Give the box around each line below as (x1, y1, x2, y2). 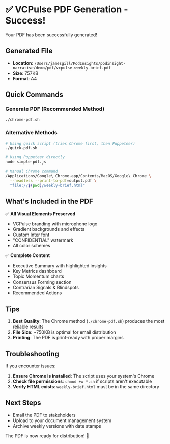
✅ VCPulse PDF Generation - (5, 4, 128, 15)
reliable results (12, 323, 44, 330)
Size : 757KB (12, 70, 39, 76)
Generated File (5, 46, 53, 55)
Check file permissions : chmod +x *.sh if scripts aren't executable (12, 378, 152, 384)
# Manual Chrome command (5, 169, 58, 174)
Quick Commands (5, 90, 64, 99)
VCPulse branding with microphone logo (12, 221, 98, 227)
